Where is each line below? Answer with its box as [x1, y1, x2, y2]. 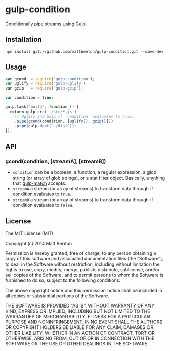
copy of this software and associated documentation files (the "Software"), [5, 255, 164, 261]
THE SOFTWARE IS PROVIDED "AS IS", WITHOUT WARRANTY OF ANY [5, 302, 155, 309]
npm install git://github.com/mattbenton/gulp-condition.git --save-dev [5, 49, 164, 54]
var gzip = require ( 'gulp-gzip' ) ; [5, 86, 83, 91]
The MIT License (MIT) [5, 230, 54, 236]
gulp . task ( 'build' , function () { [5, 104, 79, 109]
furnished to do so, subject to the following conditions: [5, 277, 120, 283]
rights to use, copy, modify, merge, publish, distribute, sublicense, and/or [5, 266, 160, 272]
